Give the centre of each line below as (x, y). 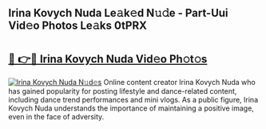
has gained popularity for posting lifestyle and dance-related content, (123, 91)
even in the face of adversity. (56, 117)
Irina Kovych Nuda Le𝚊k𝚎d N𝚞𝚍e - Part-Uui (119, 13)
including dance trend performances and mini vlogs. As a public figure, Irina (133, 100)
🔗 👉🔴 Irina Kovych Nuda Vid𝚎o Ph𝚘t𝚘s (108, 59)
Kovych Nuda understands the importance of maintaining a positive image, (131, 108)
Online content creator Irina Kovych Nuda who (179, 82)
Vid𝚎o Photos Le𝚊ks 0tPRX (78, 26)
